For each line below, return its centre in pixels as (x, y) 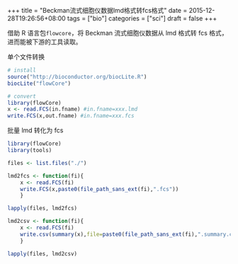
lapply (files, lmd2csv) (42, 253)
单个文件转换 (26, 57)
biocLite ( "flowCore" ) (39, 84)
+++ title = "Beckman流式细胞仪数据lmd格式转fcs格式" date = (97, 10)
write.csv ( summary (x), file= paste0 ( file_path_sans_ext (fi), (109, 234)
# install (22, 70)
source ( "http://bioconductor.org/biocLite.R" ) (77, 76)
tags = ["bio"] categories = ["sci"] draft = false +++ (142, 18)
